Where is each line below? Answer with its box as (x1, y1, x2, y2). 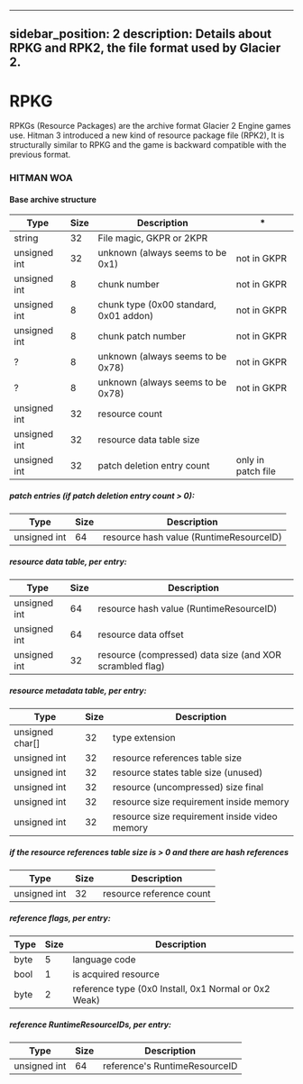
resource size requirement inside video (112, 810, 278, 823)
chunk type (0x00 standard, (97, 298, 216, 311)
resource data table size (97, 433, 200, 446)
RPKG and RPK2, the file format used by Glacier (9, 41, 281, 56)
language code (72, 953, 136, 966)
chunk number (97, 278, 160, 291)
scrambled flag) (97, 660, 165, 672)
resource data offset (97, 628, 184, 641)
